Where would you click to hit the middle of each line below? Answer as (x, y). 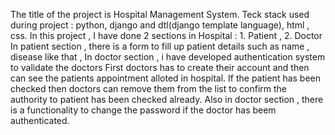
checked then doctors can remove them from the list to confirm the (148, 88)
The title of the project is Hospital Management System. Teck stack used (160, 14)
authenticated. (40, 120)
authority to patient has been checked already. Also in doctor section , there (167, 99)
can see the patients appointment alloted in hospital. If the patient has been (166, 78)
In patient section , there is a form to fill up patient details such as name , (160, 46)
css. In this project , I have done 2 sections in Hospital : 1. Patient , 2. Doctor (166, 35)
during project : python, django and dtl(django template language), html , (160, 25)
